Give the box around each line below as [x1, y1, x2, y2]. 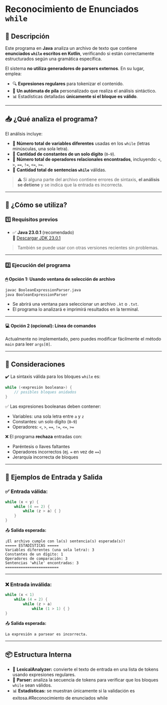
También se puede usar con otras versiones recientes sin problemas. [17, 244, 159, 250]
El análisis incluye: [5, 130, 43, 136]
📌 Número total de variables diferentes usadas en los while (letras [12, 140, 150, 146]
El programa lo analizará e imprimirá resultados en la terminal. [12, 306, 139, 312]
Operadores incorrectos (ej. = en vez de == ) [12, 449, 101, 455]
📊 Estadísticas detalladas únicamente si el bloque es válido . [12, 94, 138, 99]
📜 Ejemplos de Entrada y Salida [5, 473, 103, 481]
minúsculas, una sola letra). [12, 145, 69, 151]
